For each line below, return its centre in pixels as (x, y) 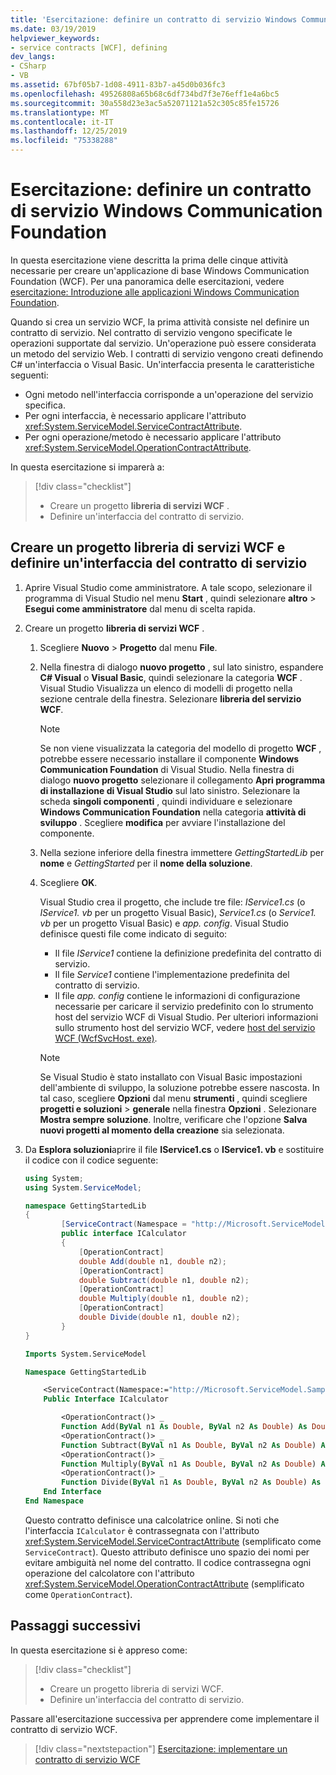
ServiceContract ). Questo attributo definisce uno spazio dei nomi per (167, 1552)
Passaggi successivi (76, 1626)
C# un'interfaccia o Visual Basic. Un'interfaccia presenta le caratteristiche (162, 364)
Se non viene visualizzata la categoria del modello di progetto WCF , (180, 748)
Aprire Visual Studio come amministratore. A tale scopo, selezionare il (168, 587)
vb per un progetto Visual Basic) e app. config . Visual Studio (164, 923)
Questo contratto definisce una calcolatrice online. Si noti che (152, 1520)
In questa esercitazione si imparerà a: (87, 467)
